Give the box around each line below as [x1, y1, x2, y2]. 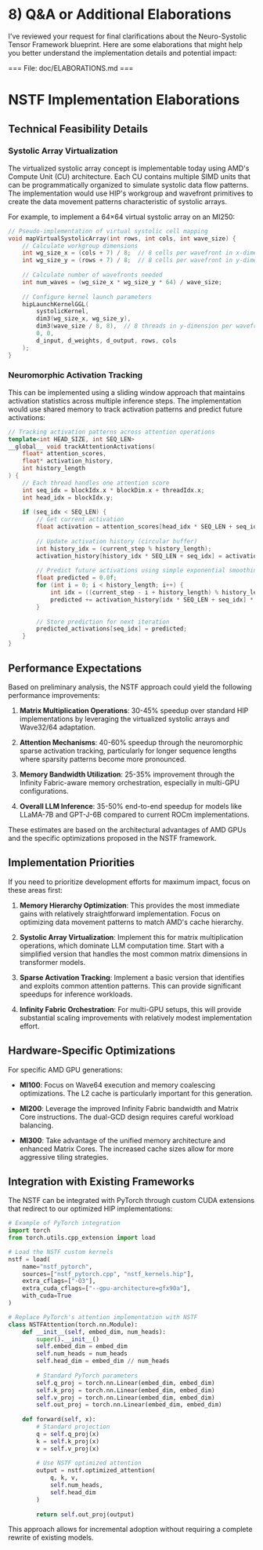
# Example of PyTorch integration [8, 1219, 121, 1227]
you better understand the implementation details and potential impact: [8, 48, 237, 57]
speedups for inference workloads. [19, 989, 133, 999]
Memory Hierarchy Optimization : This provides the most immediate [19, 901, 240, 910]
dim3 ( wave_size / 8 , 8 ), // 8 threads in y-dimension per [36, 322, 233, 331]
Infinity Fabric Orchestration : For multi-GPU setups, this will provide [19, 1004, 242, 1014]
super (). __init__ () [36, 1335, 100, 1343]
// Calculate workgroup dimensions [22, 242, 139, 250]
